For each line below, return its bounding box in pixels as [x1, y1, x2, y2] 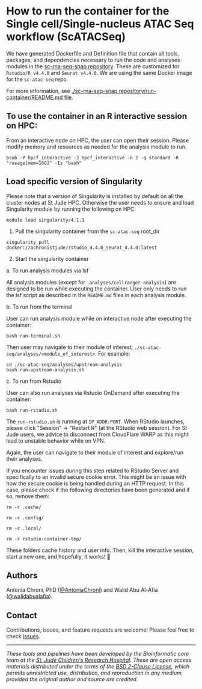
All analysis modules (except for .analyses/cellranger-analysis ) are [6, 278, 176, 286]
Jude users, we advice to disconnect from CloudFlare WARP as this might [6, 431, 189, 438]
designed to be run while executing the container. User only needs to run [6, 285, 187, 292]
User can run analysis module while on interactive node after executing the [6, 315, 192, 322]
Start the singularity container [14, 255, 89, 262]
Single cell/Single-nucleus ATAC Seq [6, 17, 194, 31]
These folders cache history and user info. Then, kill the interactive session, [6, 546, 194, 554]
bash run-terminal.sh [6, 333, 61, 339]
